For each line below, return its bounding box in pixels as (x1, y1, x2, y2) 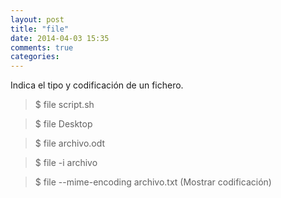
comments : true (10, 42, 74, 53)
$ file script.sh (34, 99, 95, 111)
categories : (10, 52, 60, 62)
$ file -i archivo (34, 157, 98, 169)
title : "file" (10, 24, 70, 34)
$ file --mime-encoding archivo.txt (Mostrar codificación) (34, 176, 272, 188)
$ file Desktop (34, 118, 93, 130)
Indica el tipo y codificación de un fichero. (10, 79, 184, 91)
